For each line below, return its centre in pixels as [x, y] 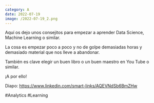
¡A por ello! [16, 77]
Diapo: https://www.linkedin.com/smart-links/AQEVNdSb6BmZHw [71, 86]
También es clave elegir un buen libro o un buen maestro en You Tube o [77, 62]
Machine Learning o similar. [33, 38]
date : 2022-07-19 [23, 14]
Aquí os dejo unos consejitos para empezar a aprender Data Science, [75, 33]
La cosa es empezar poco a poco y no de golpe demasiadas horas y [74, 47]
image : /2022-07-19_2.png [31, 19]
